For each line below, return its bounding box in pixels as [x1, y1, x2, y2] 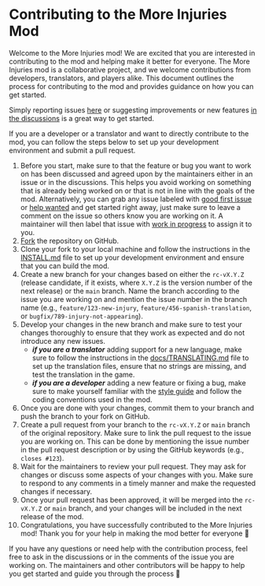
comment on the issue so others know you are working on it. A [20, 211, 223, 220]
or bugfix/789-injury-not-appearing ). [20, 311, 144, 320]
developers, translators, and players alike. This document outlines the [9, 73, 234, 83]
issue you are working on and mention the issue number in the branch [20, 294, 248, 304]
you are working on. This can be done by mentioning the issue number [20, 437, 250, 446]
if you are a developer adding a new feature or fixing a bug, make [31, 378, 246, 387]
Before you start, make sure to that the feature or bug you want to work [20, 160, 252, 170]
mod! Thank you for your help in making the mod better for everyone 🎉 [20, 529, 250, 538]
